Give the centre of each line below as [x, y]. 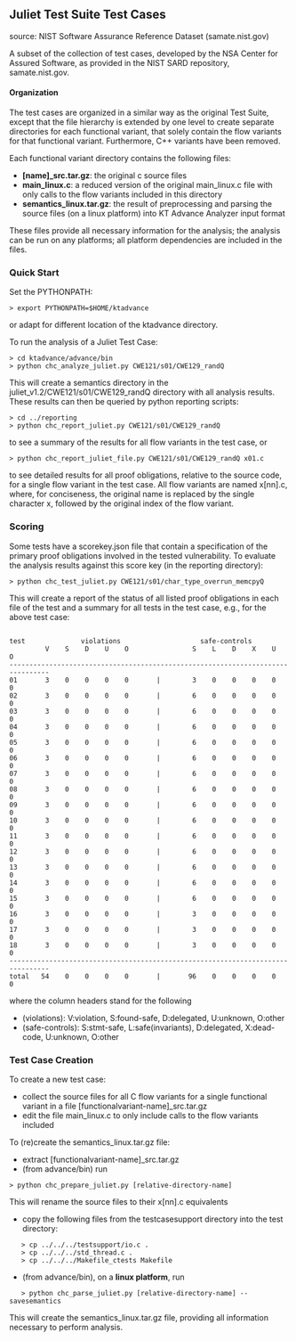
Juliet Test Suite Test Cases [88, 15]
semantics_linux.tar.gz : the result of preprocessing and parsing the [147, 204]
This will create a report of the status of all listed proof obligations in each [144, 598]
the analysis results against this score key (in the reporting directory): [136, 565]
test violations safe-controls [131, 641]
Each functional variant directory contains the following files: [120, 159]
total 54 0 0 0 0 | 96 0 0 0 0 [143, 976]
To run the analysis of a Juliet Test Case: [84, 342]
